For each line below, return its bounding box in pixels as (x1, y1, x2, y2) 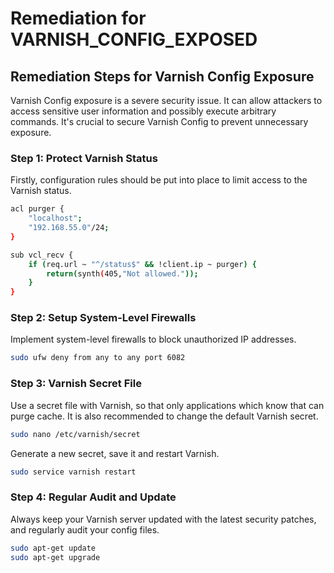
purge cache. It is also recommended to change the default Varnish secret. (10, 410, 319, 422)
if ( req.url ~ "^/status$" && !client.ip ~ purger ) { (28, 259, 257, 269)
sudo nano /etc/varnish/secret (10, 429, 141, 439)
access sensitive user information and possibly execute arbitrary (10, 105, 277, 117)
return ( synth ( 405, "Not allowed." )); (46, 268, 199, 279)
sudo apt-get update (10, 543, 97, 553)
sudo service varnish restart (10, 467, 137, 477)
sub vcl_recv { (10, 250, 74, 260)
